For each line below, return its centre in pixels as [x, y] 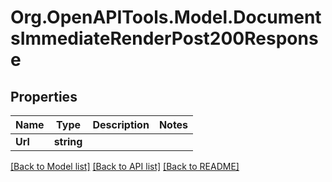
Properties [44, 96]
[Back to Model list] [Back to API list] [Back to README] [125, 166]
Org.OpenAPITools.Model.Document [166, 17]
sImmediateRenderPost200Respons [164, 38]
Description [121, 124]
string [68, 141]
